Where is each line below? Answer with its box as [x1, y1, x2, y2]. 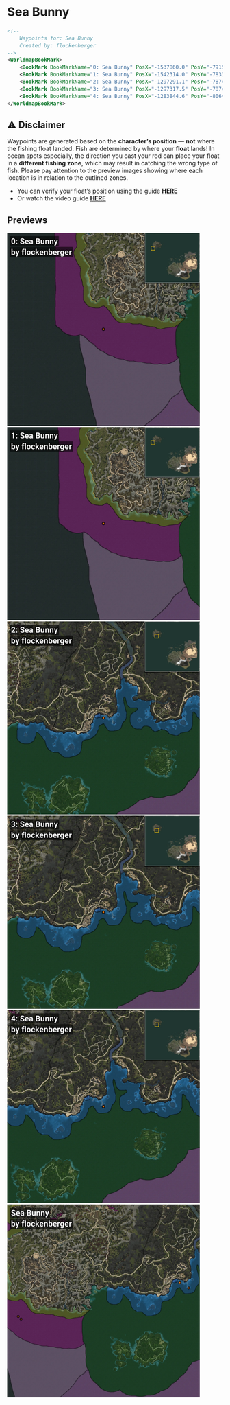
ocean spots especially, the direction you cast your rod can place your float [7, 152, 220, 160]
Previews [7, 214, 48, 226]
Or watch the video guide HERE [16, 194, 106, 202]
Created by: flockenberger [19, 42, 97, 49]
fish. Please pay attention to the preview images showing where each [7, 166, 203, 175]
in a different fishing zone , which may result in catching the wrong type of [7, 159, 218, 167]
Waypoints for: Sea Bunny [19, 35, 94, 42]
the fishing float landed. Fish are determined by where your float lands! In [7, 145, 215, 153]
